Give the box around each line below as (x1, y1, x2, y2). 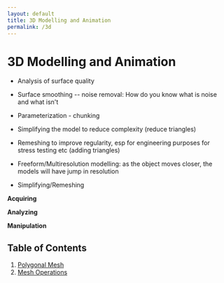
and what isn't (17, 98, 59, 106)
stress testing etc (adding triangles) (17, 146, 120, 154)
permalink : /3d (7, 23, 52, 30)
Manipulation (7, 222, 47, 230)
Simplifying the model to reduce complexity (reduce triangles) (17, 125, 197, 133)
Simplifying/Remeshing (17, 180, 85, 190)
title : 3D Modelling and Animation (7, 17, 111, 24)
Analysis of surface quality (17, 77, 94, 85)
